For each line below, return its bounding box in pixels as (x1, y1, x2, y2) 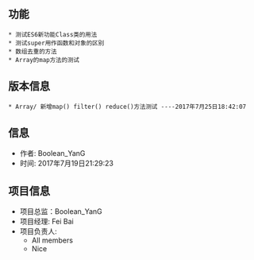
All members (31, 235, 74, 245)
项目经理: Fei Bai (19, 217, 74, 227)
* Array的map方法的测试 (8, 56, 79, 64)
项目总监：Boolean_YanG (19, 207, 103, 216)
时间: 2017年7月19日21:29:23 (19, 158, 114, 169)
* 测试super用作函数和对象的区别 (8, 39, 105, 47)
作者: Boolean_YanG (19, 149, 86, 158)
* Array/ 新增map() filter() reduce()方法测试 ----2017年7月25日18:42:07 (8, 103, 247, 111)
